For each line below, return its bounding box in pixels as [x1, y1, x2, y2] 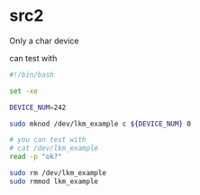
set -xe [9, 87, 39, 96]
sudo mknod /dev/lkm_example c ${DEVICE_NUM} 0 [9, 119, 192, 128]
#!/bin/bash [9, 70, 54, 79]
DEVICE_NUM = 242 [9, 103, 67, 112]
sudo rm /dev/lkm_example [9, 169, 106, 178]
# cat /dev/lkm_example [9, 144, 99, 153]
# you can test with [9, 135, 87, 144]
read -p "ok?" [9, 153, 63, 162]
